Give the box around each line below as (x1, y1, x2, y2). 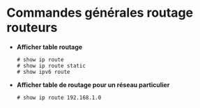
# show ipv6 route (16, 68, 70, 75)
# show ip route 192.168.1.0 (16, 94, 102, 101)
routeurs (6, 20, 58, 36)
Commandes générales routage (6, 5, 193, 21)
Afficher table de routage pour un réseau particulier (16, 80, 170, 88)
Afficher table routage (16, 43, 83, 51)
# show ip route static (16, 62, 86, 69)
